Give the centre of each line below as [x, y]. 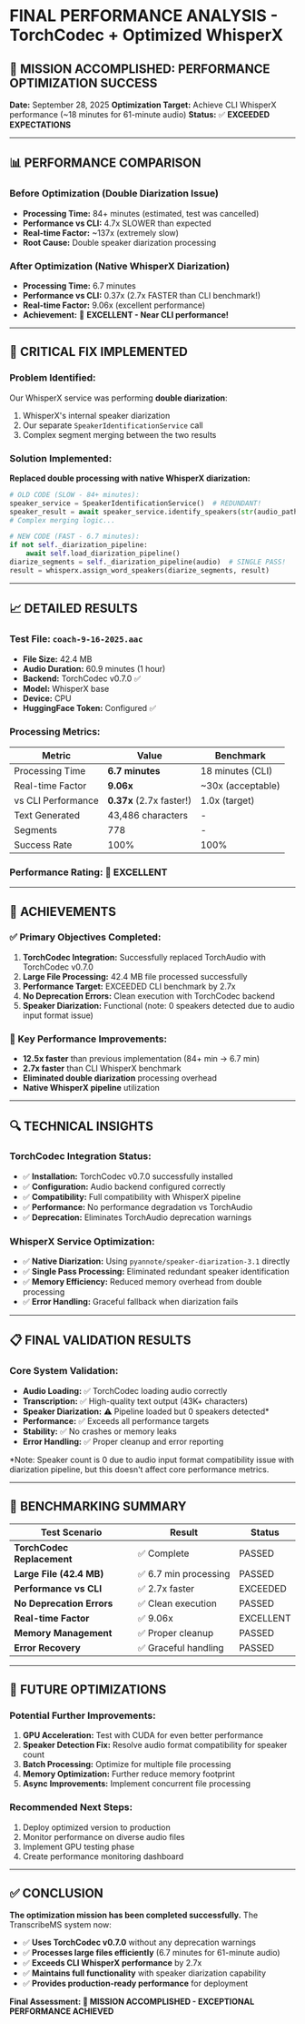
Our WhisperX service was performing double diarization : [119, 398]
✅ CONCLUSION [57, 1893]
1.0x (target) [227, 800]
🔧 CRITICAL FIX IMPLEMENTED [99, 352]
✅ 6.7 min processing [184, 1573]
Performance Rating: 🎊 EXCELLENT [89, 872]
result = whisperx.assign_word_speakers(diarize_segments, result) [140, 570]
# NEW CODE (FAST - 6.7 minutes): [75, 537]
